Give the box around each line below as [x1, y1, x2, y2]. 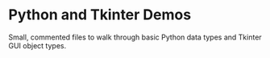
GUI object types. [8, 40, 67, 50]
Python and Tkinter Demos [8, 6, 192, 24]
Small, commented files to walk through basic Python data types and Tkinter [8, 32, 262, 42]
